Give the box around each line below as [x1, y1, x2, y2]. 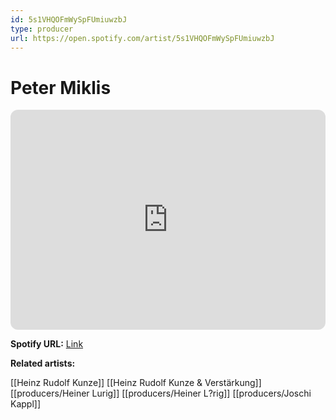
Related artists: [10, 357, 76, 370]
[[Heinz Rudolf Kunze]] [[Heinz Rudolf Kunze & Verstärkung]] [10, 377, 262, 389]
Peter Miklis [10, 76, 112, 99]
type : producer [10, 24, 74, 34]
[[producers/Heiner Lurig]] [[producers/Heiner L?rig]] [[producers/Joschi [10, 387, 312, 400]
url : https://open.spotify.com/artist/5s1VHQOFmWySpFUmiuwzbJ [10, 33, 275, 43]
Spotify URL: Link [10, 338, 84, 350]
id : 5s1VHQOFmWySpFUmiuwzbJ [10, 14, 128, 25]
